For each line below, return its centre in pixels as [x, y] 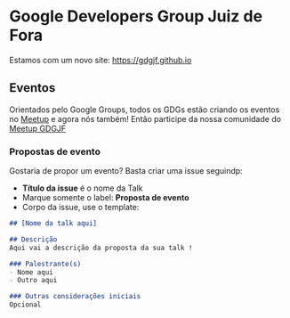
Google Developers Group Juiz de [136, 16]
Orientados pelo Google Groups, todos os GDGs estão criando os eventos [145, 110]
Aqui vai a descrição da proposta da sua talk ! [101, 248]
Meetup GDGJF [38, 128]
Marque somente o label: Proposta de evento [105, 198]
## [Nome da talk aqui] [53, 224]
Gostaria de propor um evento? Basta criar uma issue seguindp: [126, 171]
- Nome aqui [31, 272]
